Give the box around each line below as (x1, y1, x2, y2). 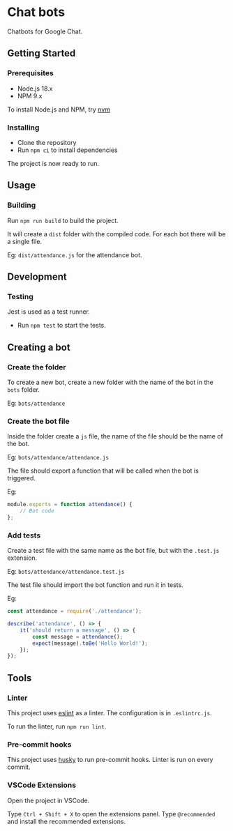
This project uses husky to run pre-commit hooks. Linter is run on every (7, 756, 213, 764)
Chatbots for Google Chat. (7, 27, 83, 36)
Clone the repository (17, 138, 77, 146)
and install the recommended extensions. (7, 817, 126, 825)
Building (7, 200, 36, 210)
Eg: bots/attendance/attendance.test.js (7, 567, 125, 576)
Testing (7, 291, 33, 301)
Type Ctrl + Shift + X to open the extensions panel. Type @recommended (7, 809, 216, 818)
